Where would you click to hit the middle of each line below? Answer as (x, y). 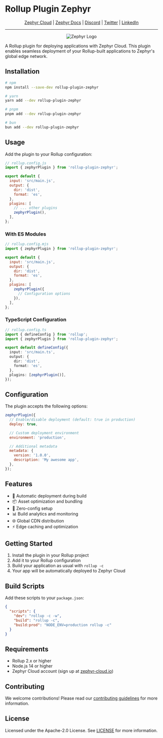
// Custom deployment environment (44, 433)
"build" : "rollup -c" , (37, 620)
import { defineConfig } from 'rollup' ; (47, 334)
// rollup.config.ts (26, 330)
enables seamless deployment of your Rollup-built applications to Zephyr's (80, 51)
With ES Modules (26, 234)
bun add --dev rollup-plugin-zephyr (42, 127)
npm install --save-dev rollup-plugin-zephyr (52, 87)
